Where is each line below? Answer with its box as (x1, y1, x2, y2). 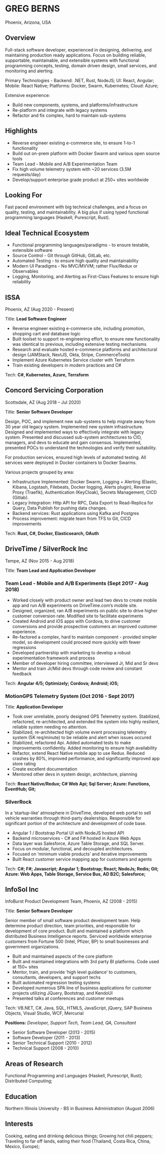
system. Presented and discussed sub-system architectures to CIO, (5, 434, 142, 440)
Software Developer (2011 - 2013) (12, 1035, 80, 1041)
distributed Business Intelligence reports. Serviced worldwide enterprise (5, 933, 152, 939)
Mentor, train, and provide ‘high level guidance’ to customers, (12, 969, 137, 975)
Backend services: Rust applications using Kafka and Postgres (12, 510, 139, 516)
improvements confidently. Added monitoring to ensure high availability (12, 745, 158, 751)
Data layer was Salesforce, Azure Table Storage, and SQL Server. (12, 840, 145, 846)
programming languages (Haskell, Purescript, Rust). (5, 215, 110, 221)
